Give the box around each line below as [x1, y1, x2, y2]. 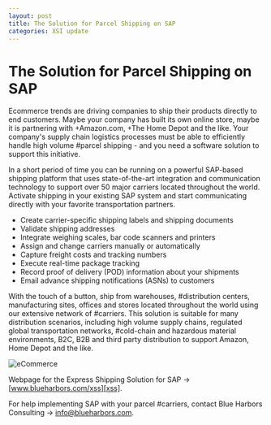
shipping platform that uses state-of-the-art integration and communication [8, 174, 261, 184]
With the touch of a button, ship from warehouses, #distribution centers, [8, 292, 250, 301]
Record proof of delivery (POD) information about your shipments [19, 267, 239, 277]
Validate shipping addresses [19, 224, 115, 234]
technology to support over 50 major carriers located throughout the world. [8, 182, 260, 192]
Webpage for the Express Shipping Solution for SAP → [8, 375, 191, 384]
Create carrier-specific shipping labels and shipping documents [19, 215, 234, 225]
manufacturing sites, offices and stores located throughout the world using [8, 300, 259, 310]
